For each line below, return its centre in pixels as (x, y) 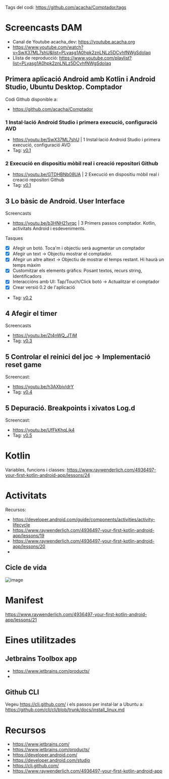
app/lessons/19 (28, 536)
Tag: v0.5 (22, 435)
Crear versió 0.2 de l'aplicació (44, 288)
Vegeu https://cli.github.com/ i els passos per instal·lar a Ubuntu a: (74, 704)
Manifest (24, 600)
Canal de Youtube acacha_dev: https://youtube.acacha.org (74, 42)
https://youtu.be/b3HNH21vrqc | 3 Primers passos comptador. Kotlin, (84, 223)
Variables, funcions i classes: (36, 470)
